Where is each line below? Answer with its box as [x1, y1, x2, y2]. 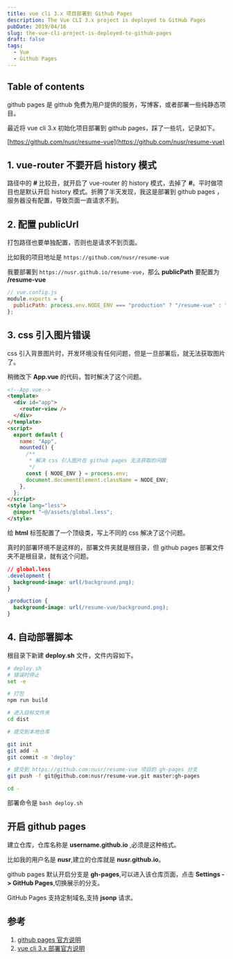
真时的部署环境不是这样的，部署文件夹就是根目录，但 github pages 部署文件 [7, 543, 225, 551]
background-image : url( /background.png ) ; [13, 578, 135, 586]
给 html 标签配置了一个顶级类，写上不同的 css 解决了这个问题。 [7, 528, 189, 537]
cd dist [7, 716, 30, 723]
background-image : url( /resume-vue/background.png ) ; [13, 604, 169, 611]
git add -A [7, 747, 39, 754]
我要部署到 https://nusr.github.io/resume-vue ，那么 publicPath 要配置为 [7, 268, 220, 276]
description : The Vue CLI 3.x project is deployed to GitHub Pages [7, 17, 207, 24]
